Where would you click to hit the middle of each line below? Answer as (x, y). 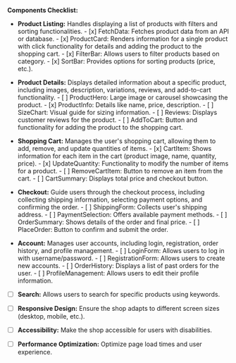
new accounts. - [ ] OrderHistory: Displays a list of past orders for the (118, 266)
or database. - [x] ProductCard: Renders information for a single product (123, 39)
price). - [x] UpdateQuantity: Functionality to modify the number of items (123, 164)
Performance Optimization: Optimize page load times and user (110, 344)
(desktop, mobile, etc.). (51, 316)
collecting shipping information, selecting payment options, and (110, 199)
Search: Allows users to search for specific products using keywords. (119, 294)
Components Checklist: (43, 10)
